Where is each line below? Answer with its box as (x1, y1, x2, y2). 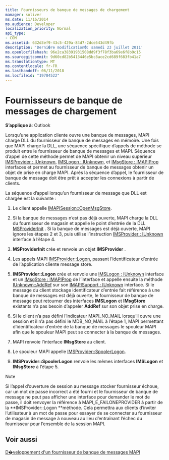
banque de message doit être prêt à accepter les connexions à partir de (5, 175, 154, 181)
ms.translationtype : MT (5, 59, 55, 64)
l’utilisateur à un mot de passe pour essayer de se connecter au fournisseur (5, 410, 162, 416)
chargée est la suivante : (5, 195, 57, 201)
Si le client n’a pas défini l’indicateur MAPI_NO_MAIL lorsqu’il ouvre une (12, 313, 161, 319)
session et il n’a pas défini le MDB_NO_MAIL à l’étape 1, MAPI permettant (12, 318, 164, 324)
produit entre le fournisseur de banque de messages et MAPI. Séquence (5, 148, 155, 154)
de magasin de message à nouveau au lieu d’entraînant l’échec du (5, 415, 142, 421)
